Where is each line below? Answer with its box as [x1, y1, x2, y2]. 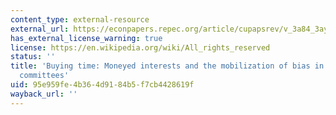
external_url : [10, 24, 70, 34]
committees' [19, 71, 70, 81]
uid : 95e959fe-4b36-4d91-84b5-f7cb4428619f [10, 80, 195, 90]
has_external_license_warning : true [10, 33, 163, 43]
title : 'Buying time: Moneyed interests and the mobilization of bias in [10, 61, 325, 71]
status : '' [10, 52, 56, 62]
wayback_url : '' [10, 89, 78, 99]
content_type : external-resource [10, 14, 150, 25]
